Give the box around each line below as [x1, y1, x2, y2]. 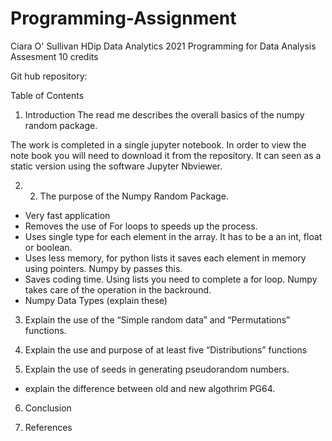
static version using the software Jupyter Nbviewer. [10, 160, 223, 172]
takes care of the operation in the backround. [24, 283, 212, 296]
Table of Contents [10, 89, 85, 101]
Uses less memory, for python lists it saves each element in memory [24, 252, 307, 264]
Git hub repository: [10, 70, 88, 82]
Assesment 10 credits [10, 50, 99, 62]
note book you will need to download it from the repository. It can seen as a [10, 149, 322, 161]
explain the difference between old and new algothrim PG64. [24, 382, 276, 394]
